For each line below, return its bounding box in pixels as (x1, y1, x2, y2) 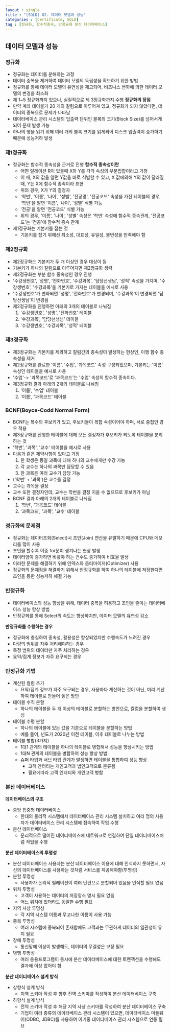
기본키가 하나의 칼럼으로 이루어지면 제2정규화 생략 (12, 265, 113, 271)
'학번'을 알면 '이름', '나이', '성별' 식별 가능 (20, 200, 103, 206)
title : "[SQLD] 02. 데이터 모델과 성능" (5, 12, 86, 17)
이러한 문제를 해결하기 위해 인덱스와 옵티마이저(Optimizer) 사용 (12, 560, 139, 567)
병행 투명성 (12, 950, 35, 956)
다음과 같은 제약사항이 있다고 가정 (12, 451, 80, 457)
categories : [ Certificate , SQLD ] (5, 17, 79, 22)
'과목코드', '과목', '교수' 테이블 (20, 508, 80, 514)
